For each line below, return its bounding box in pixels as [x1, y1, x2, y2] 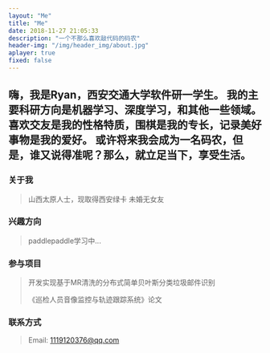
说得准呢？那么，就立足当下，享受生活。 [50, 148, 252, 162]
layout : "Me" [8, 11, 52, 20]
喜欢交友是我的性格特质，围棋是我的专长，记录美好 [8, 118, 262, 132]
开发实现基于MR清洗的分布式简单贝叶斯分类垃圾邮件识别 [27, 278, 215, 287]
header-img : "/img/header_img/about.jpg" [8, 42, 149, 50]
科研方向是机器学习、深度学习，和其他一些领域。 [18, 103, 262, 117]
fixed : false [8, 57, 52, 65]
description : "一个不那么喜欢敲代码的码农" [8, 34, 141, 43]
